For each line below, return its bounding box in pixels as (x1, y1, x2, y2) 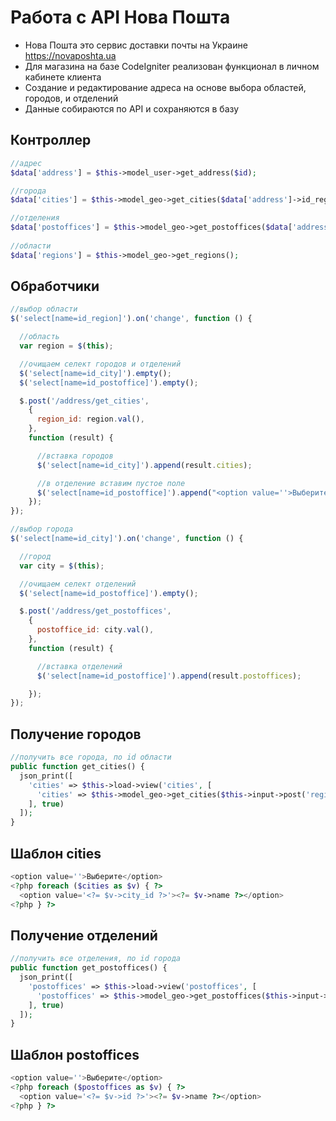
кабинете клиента (24, 71, 102, 83)
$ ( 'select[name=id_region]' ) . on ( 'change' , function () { (10, 314, 253, 324)
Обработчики (10, 278, 100, 295)
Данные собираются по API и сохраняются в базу (24, 102, 240, 115)
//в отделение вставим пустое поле (36, 478, 186, 488)
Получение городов (10, 726, 142, 743)
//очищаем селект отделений (19, 579, 137, 589)
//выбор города (10, 524, 74, 535)
